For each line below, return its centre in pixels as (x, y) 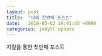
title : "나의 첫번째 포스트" (39, 18)
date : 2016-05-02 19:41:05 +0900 (51, 23)
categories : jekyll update (40, 29)
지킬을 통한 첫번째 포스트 (36, 47)
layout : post (23, 12)
